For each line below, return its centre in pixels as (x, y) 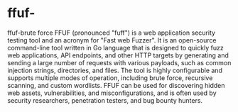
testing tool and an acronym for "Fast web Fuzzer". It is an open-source (112, 40)
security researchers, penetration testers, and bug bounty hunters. (105, 100)
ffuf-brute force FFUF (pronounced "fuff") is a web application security (111, 33)
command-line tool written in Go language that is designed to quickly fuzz (115, 47)
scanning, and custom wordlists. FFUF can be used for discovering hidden (116, 85)
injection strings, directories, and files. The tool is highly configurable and (115, 70)
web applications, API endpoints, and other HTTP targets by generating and (118, 55)
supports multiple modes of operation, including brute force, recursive (110, 78)
